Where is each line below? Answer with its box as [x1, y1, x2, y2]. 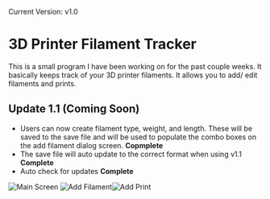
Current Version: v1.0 [8, 7, 78, 16]
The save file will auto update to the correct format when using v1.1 [19, 149, 242, 159]
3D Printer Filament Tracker [8, 35, 197, 53]
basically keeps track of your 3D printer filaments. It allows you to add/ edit [8, 70, 258, 80]
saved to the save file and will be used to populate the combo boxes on [19, 132, 256, 142]
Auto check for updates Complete [19, 166, 135, 176]
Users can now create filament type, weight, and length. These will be [19, 123, 252, 133]
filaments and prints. [8, 78, 77, 88]
